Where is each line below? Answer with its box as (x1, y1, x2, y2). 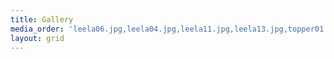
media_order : (10, 24, 65, 34)
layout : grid (10, 33, 65, 43)
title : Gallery (10, 14, 74, 25)
